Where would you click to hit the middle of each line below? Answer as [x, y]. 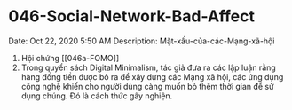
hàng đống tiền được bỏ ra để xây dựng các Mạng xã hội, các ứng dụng [152, 76]
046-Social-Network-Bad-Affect [131, 16]
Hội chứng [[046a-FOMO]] [70, 58]
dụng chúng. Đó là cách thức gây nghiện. [97, 96]
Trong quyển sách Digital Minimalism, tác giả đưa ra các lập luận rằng [148, 67]
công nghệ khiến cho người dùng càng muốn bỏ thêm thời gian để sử [147, 86]
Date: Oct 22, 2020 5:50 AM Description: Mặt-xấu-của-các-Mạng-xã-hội [142, 41]
